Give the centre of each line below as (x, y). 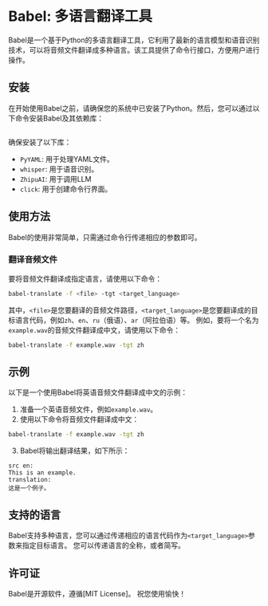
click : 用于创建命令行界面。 (66, 189)
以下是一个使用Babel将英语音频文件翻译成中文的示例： (98, 392)
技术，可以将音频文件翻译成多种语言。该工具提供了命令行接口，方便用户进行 (134, 49)
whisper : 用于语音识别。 (59, 169)
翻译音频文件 (33, 260)
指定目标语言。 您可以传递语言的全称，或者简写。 (103, 545)
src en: (21, 466)
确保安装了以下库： (40, 142)
